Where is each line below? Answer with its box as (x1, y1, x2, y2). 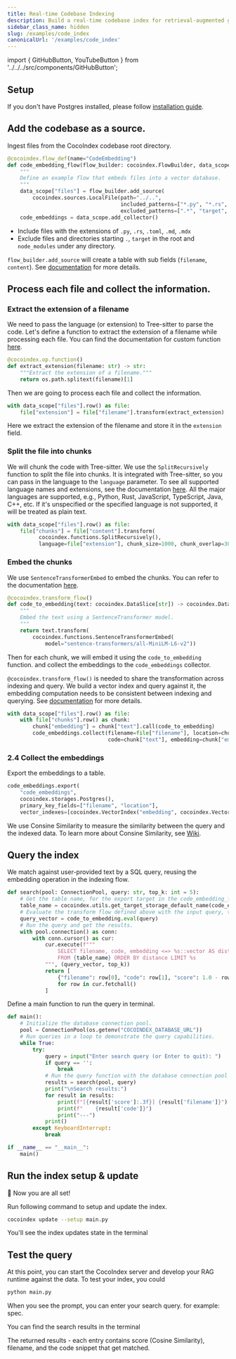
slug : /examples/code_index (7, 30, 90, 37)
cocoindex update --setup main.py (7, 1215, 109, 1223)
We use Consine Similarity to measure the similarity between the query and (7, 821, 225, 830)
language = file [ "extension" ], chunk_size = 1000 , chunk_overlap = (38, 541, 225, 548)
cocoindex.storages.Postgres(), (20, 795, 114, 802)
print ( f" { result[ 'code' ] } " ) (57, 1105, 152, 1112)
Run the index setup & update (7, 1170, 139, 1182)
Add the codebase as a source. (7, 122, 146, 134)
